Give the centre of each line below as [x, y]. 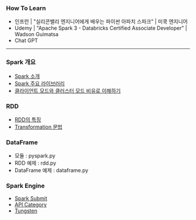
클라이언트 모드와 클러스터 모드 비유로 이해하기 [67, 90]
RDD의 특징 [28, 119]
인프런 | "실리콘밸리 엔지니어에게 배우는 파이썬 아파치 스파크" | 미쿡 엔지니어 [101, 22]
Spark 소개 [27, 76]
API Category [31, 205]
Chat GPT [26, 41]
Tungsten [26, 211]
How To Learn [26, 8]
